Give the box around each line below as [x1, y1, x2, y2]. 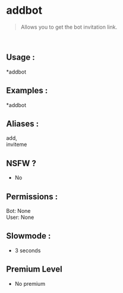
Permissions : [6, 191, 58, 202]
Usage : [6, 52, 36, 63]
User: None [6, 213, 34, 221]
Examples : [6, 86, 48, 96]
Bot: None [6, 207, 31, 214]
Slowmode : [6, 231, 51, 241]
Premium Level [6, 264, 62, 274]
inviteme [6, 141, 27, 148]
